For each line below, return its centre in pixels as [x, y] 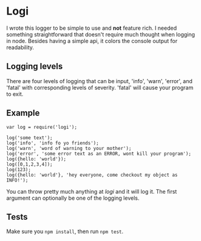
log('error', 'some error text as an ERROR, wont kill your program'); [99, 154]
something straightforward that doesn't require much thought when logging [101, 34]
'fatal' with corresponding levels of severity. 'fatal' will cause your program [100, 87]
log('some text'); [29, 138]
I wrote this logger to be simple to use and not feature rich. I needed [92, 28]
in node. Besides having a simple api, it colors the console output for [92, 41]
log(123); [19, 169]
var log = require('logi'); [42, 127]
